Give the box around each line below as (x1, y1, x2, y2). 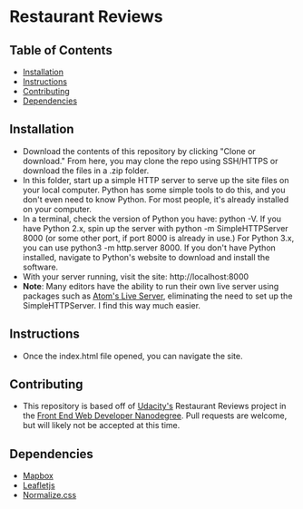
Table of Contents (9, 43, 113, 58)
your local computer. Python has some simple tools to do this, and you (22, 184, 286, 195)
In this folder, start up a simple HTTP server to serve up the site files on (22, 174, 289, 185)
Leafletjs (22, 480, 56, 491)
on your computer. (22, 203, 93, 214)
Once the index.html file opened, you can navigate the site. (22, 350, 243, 361)
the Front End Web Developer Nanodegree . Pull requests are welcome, (22, 410, 288, 421)
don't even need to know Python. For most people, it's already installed (22, 193, 289, 205)
